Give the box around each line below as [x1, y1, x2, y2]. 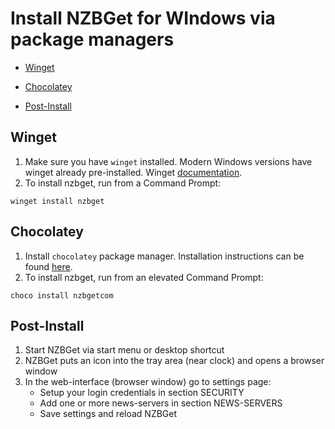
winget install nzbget [10, 196, 105, 206]
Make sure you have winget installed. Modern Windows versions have [24, 155, 313, 167]
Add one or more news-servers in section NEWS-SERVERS [39, 397, 283, 409]
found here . [24, 260, 73, 272]
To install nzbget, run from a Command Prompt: [24, 177, 222, 189]
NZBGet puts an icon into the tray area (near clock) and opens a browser [24, 355, 325, 367]
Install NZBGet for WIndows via [10, 7, 276, 30]
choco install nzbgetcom [10, 290, 114, 301]
